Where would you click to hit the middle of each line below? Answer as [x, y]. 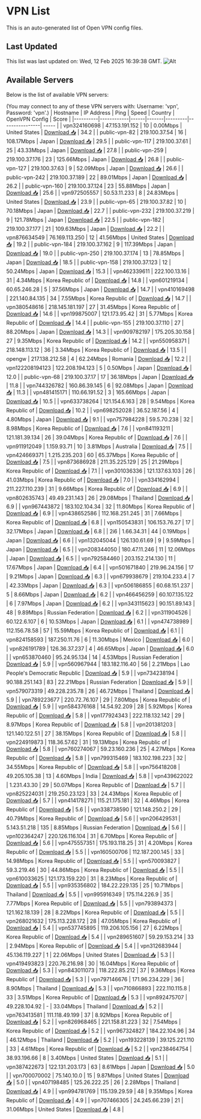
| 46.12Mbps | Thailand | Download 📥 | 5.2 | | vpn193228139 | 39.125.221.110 [100, 1040]
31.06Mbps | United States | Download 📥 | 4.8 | [65, 1109]
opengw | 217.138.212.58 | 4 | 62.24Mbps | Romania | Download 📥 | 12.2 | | [99, 358]
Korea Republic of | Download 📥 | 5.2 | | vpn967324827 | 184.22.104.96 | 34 [101, 1031]
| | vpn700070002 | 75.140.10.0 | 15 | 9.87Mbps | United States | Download [98, 1075]
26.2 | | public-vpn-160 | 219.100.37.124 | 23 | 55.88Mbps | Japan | [88, 186]
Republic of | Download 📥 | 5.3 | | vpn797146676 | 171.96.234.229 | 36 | [95, 979]
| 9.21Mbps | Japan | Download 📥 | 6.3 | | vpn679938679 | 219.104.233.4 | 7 [100, 576]
